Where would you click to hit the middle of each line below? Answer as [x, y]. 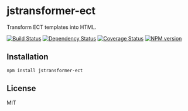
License [21, 88]
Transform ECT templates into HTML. [52, 27]
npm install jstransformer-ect [45, 70]
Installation [28, 57]
